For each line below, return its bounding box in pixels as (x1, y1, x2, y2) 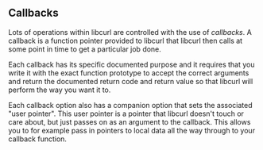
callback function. (8, 134, 68, 144)
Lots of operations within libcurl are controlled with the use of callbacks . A (8, 27, 252, 37)
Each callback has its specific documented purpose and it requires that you (8, 60, 255, 69)
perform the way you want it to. (8, 85, 111, 94)
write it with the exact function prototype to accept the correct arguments (8, 67, 249, 78)
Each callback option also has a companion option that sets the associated (8, 100, 253, 110)
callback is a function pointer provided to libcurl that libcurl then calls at (8, 36, 243, 45)
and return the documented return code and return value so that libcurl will (8, 76, 253, 86)
